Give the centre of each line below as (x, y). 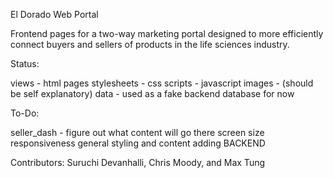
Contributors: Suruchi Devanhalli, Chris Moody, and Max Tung (138, 162)
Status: (25, 63)
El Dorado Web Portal (54, 14)
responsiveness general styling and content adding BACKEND (138, 143)
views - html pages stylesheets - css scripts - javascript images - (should (162, 83)
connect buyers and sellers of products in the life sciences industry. (150, 44)
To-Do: (25, 113)
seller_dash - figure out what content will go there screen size (137, 132)
